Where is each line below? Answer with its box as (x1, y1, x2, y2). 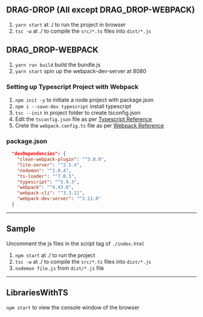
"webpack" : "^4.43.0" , (17, 185, 74, 191)
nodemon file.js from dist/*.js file (14, 264, 105, 272)
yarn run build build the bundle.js (14, 60, 101, 68)
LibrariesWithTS (6, 287, 68, 298)
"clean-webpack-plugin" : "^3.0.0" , (17, 157, 107, 163)
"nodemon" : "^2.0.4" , (17, 168, 71, 174)
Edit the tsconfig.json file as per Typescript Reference (14, 115, 152, 123)
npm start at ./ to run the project (14, 251, 95, 259)
